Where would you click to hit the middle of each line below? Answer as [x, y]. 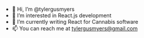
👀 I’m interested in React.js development [61, 15]
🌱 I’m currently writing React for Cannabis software [75, 22]
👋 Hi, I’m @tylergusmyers [43, 9]
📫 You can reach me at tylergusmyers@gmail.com [75, 28]
